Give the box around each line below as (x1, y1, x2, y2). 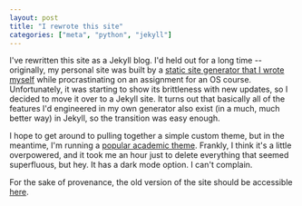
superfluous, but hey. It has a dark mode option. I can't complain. (9, 160, 253, 171)
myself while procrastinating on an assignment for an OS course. (9, 74, 252, 85)
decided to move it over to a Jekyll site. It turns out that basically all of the (9, 93, 286, 104)
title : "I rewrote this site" (9, 22, 124, 31)
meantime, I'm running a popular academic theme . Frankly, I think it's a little (9, 140, 292, 151)
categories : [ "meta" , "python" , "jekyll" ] (9, 30, 172, 39)
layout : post (9, 13, 59, 23)
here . (9, 187, 29, 198)
